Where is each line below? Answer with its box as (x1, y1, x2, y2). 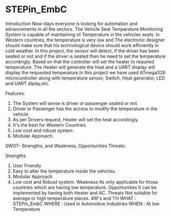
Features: (5, 90, 26, 96)
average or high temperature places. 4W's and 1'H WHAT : (12, 195, 137, 201)
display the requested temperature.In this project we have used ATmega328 (5, 69, 165, 75)
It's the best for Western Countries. (12, 122, 87, 128)
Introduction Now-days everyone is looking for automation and (5, 20, 138, 27)
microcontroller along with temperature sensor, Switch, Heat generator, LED (5, 75, 165, 81)
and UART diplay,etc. (5, 80, 50, 86)
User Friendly (12, 162, 41, 168)
